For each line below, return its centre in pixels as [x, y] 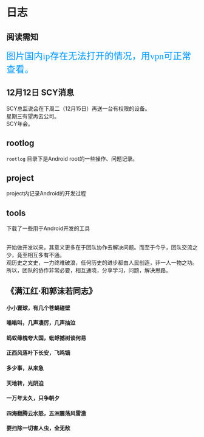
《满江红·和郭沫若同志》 [52, 291]
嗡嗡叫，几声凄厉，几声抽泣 [41, 323]
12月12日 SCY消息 [40, 93]
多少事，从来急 [25, 368]
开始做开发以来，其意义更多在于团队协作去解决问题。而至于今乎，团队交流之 [102, 247]
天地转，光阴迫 [25, 383]
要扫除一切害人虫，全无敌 [38, 428]
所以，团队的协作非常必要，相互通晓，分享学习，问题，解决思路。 [89, 270]
